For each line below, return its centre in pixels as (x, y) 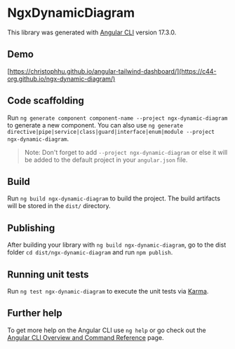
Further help (35, 313)
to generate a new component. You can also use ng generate (95, 125)
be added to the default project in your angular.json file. (106, 160)
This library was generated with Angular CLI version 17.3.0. (92, 32)
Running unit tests (48, 274)
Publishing (31, 228)
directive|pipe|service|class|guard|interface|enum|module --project (111, 132)
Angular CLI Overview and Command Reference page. (86, 337)
